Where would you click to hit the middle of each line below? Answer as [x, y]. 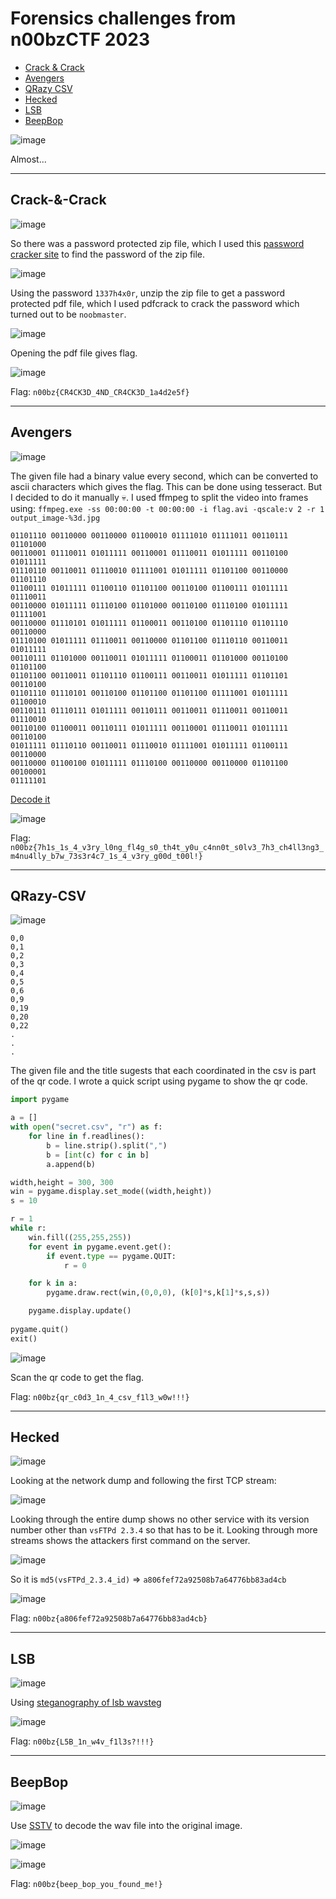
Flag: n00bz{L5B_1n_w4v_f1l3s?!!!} [82, 1741]
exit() [24, 1338]
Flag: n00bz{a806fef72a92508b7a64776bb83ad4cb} [109, 1618]
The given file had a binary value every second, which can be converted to [164, 476]
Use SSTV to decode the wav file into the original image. [126, 1826]
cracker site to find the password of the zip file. [108, 254]
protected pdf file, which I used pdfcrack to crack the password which [155, 303]
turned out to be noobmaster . [68, 314]
